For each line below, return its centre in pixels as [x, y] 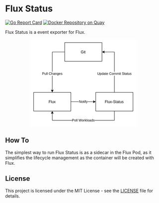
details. [13, 196]
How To [17, 141]
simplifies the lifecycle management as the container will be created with [79, 158]
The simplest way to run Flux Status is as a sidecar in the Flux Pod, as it [78, 152]
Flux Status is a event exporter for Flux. [45, 32]
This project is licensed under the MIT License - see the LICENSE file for [79, 191]
